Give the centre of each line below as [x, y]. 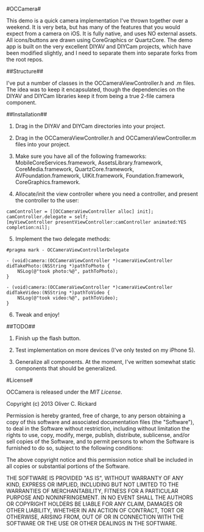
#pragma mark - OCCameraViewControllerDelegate [68, 250]
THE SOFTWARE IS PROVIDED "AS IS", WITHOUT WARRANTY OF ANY [95, 478]
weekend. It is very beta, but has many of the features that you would [93, 27]
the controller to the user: [47, 200]
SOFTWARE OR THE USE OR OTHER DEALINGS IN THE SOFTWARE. [92, 523]
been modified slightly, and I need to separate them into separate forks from [102, 53]
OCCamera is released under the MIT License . [65, 392]
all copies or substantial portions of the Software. [68, 466]
